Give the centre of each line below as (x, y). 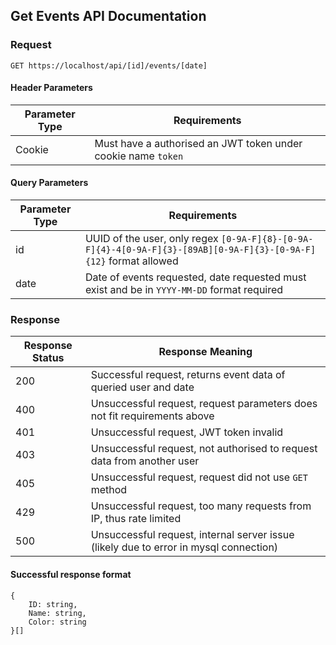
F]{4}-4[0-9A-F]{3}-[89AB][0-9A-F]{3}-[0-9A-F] (200, 250)
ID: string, (53, 604)
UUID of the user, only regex (151, 239)
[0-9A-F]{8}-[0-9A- (267, 239)
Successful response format (71, 574)
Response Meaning (205, 352)
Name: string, (57, 613)
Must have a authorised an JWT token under (198, 143)
